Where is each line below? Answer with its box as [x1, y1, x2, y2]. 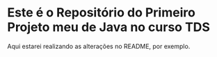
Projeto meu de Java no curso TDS [7, 19, 211, 35]
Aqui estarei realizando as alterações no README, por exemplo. [7, 42, 191, 50]
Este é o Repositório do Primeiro [7, 5, 196, 21]
